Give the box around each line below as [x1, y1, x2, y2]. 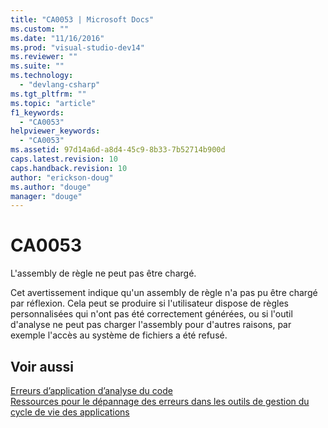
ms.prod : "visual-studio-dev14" [10, 42, 145, 53]
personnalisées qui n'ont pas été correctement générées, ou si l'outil [10, 308, 293, 320]
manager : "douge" [10, 191, 83, 201]
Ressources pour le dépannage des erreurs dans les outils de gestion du [10, 396, 310, 407]
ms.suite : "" [10, 61, 65, 71]
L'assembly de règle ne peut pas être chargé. [10, 267, 197, 280]
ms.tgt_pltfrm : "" [10, 89, 87, 99]
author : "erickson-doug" [10, 172, 114, 183]
